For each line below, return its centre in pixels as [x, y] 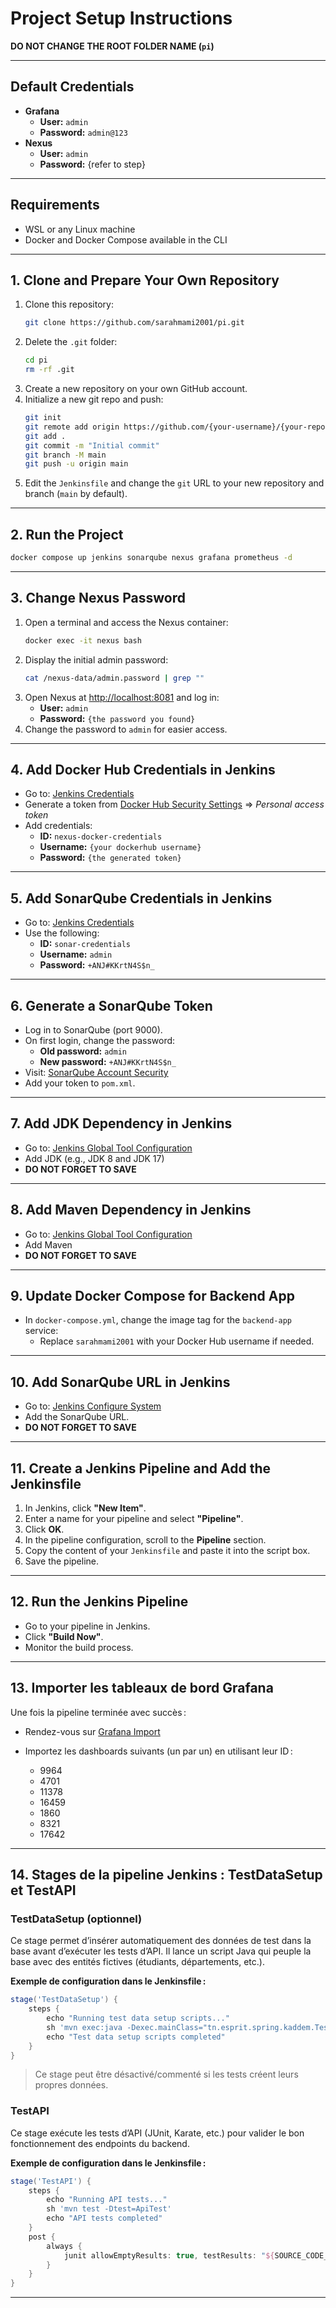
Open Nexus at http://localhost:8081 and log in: [122, 697]
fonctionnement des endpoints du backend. [100, 2143]
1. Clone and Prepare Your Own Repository [145, 280]
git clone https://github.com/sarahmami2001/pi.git [134, 323]
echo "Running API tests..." [107, 2200]
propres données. [71, 2085]
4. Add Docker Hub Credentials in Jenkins [143, 769]
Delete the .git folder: [71, 342]
